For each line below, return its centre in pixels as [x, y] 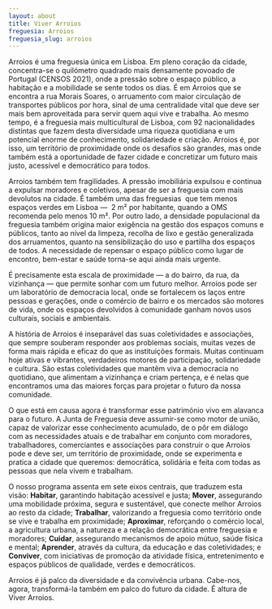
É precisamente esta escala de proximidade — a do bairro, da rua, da [124, 275]
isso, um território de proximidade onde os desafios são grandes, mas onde [135, 148]
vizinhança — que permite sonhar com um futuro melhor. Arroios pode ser [133, 284]
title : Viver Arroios [45, 24]
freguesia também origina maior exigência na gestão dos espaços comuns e [136, 225]
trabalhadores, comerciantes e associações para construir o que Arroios [130, 445]
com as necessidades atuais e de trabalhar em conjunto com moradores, [130, 436]
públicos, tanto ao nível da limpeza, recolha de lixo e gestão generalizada [131, 234]
